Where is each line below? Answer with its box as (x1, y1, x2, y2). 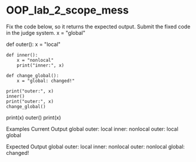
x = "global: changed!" (16, 78, 75, 84)
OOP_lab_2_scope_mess (6, 4, 129, 17)
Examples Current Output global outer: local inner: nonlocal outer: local (6, 125, 178, 133)
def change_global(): (6, 72, 59, 78)
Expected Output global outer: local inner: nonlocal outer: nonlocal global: (6, 143, 185, 150)
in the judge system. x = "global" (6, 29, 85, 36)
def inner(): (6, 52, 38, 58)
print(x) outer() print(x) (6, 114, 61, 121)
